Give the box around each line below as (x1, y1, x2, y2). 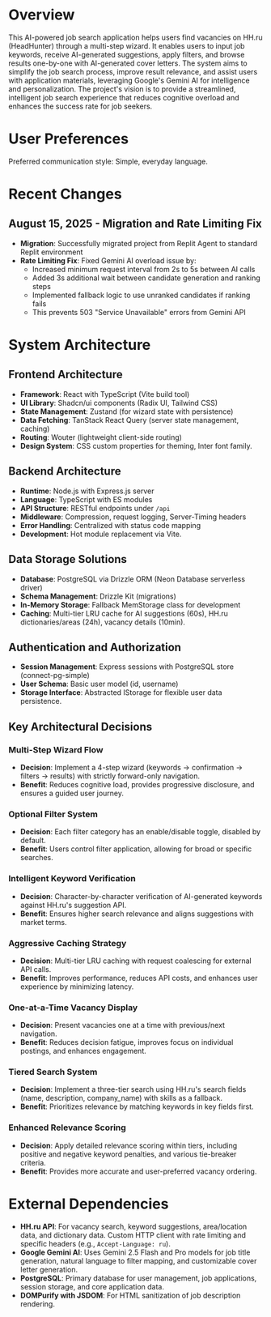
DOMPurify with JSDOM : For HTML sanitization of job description (19, 1290, 241, 1300)
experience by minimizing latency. (19, 982, 134, 991)
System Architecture (8, 336, 151, 354)
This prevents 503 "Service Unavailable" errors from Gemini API (32, 307, 246, 317)
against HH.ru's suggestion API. (19, 900, 127, 910)
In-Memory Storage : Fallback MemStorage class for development (19, 599, 241, 609)
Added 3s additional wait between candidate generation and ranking (32, 273, 260, 283)
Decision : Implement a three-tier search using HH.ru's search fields (19, 1085, 247, 1094)
